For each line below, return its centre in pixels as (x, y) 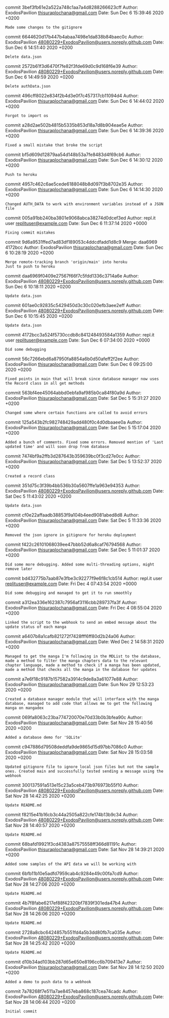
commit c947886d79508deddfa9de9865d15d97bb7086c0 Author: (74, 747)
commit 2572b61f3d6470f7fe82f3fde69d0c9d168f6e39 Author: (71, 66)
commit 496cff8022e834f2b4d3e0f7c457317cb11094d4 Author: (72, 96)
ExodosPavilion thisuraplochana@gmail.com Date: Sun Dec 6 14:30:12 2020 (84, 160)
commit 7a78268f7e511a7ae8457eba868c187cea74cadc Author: (72, 991)
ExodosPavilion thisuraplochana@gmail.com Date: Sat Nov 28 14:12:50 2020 (85, 967)
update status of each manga (36, 627)
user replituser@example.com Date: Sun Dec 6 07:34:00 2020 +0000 (78, 340)
